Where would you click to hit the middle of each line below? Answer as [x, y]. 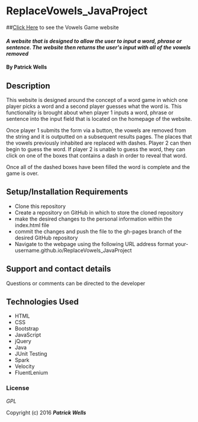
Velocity [25, 366]
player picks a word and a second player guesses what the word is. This [94, 106]
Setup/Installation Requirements [67, 192]
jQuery [23, 341]
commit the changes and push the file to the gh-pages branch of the [98, 231]
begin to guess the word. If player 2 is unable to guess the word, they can [96, 149]
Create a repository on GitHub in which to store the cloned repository [99, 212]
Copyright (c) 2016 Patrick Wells [46, 413]
